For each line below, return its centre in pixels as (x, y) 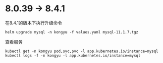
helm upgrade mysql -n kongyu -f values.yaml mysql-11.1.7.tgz (72, 32)
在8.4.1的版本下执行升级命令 (34, 23)
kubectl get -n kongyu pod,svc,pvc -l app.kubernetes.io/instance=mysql (82, 51)
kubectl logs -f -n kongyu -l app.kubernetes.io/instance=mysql (73, 55)
